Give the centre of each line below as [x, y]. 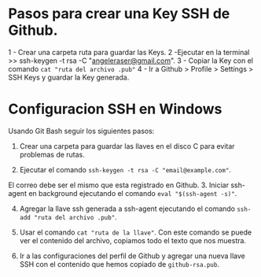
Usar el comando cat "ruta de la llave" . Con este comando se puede [136, 232]
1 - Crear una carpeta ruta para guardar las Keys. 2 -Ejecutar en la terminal [129, 52]
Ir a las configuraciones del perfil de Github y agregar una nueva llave [132, 256]
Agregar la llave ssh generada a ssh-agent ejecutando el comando [127, 209]
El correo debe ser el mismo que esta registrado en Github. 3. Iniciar [119, 185]
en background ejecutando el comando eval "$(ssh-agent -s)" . [133, 193]
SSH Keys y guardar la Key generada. [69, 77]
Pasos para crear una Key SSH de [119, 14]
